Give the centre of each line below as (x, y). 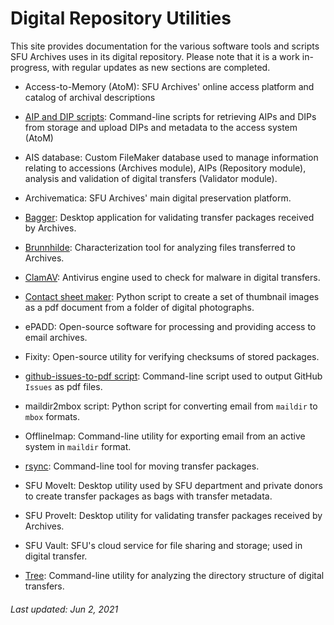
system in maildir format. (78, 446)
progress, (30, 67)
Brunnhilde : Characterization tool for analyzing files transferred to (160, 247)
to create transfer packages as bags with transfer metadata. (148, 496)
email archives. (56, 337)
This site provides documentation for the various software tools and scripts (165, 46)
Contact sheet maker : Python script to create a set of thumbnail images (172, 296)
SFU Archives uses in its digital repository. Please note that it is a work (155, 56)
